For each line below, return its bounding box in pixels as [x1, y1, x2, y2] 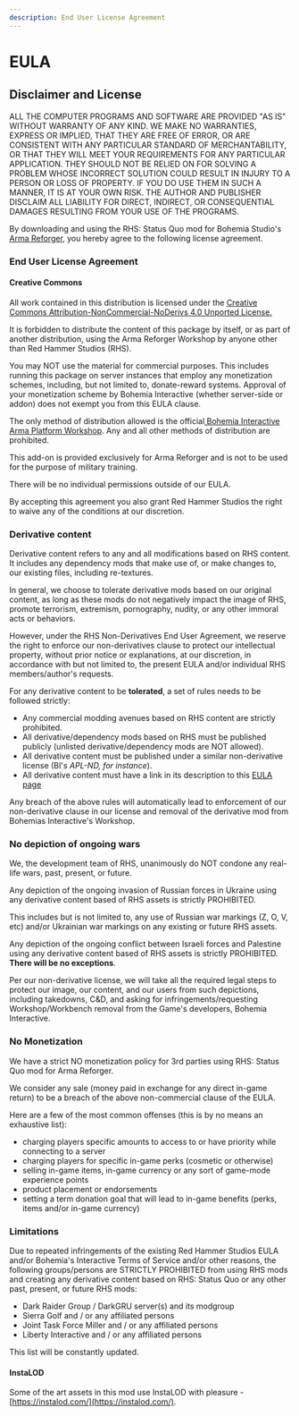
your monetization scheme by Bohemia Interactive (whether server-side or [9, 388, 284, 399]
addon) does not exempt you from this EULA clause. [9, 398, 202, 409]
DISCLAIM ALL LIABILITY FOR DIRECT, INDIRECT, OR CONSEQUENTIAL [9, 196, 275, 207]
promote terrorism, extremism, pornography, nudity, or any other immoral [9, 604, 279, 615]
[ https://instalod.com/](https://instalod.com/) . [9, 1396, 177, 1407]
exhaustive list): [9, 1119, 67, 1130]
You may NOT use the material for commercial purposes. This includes [9, 360, 270, 371]
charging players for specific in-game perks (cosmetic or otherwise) [21, 1155, 274, 1166]
